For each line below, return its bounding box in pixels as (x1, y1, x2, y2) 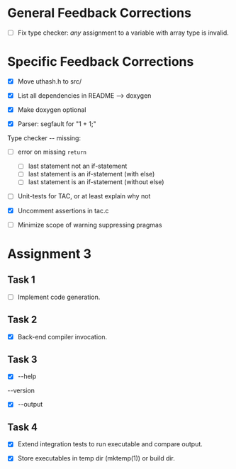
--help (17, 372, 37, 380)
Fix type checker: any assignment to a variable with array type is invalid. (17, 28, 229, 37)
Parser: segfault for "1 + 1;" (17, 120, 97, 128)
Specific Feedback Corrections (7, 54, 194, 70)
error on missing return (17, 147, 87, 157)
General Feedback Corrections (7, 5, 191, 21)
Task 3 (7, 353, 38, 366)
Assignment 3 (7, 246, 92, 261)
